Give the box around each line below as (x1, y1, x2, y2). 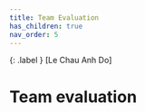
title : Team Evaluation (9, 13, 100, 23)
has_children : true (9, 22, 83, 31)
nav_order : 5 (9, 30, 59, 39)
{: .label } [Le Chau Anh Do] (9, 55, 112, 66)
